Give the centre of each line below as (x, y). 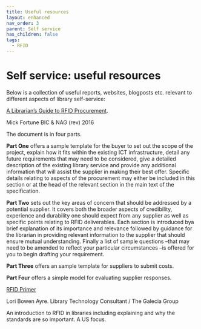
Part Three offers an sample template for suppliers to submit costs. (90, 266)
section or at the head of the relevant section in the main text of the (90, 184)
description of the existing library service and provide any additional (91, 165)
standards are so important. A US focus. (56, 319)
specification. (23, 191)
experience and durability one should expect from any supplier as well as (97, 215)
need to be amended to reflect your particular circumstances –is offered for (100, 248)
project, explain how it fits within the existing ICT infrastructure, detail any (98, 152)
